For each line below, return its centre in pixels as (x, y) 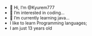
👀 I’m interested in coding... (37, 13)
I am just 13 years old (31, 28)
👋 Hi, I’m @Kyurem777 (32, 8)
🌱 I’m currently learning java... (39, 18)
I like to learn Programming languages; (48, 23)
